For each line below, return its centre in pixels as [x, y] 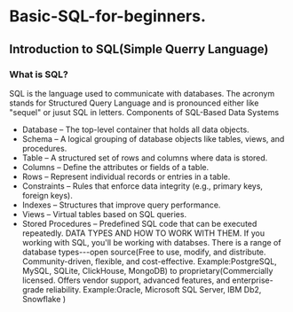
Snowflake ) [44, 299]
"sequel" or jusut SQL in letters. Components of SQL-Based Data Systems [144, 112]
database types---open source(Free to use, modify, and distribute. [144, 252]
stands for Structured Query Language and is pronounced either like [134, 103]
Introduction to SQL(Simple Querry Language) [139, 49]
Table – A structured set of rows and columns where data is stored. [145, 158]
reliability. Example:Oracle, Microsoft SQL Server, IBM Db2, [154, 289]
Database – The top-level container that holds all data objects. [136, 129]
